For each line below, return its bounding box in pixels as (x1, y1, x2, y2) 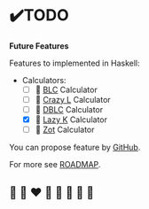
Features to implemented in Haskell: (9, 58, 140, 68)
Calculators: (21, 74, 67, 85)
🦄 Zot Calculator (35, 124, 95, 135)
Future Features (9, 40, 69, 51)
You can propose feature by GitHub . (9, 142, 141, 153)
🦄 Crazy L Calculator (35, 95, 111, 104)
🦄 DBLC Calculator (35, 104, 104, 115)
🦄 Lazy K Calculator (35, 114, 108, 125)
